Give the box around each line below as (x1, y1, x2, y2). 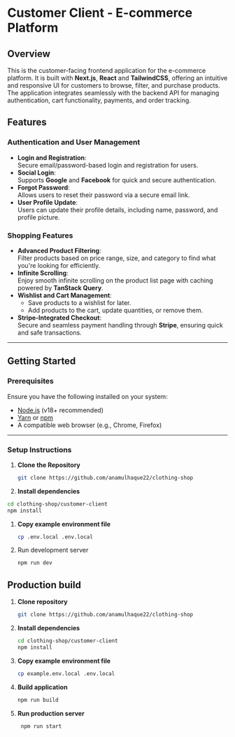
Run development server (17, 546, 89, 555)
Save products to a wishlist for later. (27, 298, 131, 306)
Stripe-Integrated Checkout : (17, 313, 102, 322)
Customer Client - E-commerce (7, 5, 193, 21)
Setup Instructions (7, 445, 72, 454)
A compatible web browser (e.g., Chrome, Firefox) (17, 421, 162, 429)
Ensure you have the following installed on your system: (7, 392, 168, 400)
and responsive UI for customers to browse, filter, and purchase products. (7, 81, 220, 89)
